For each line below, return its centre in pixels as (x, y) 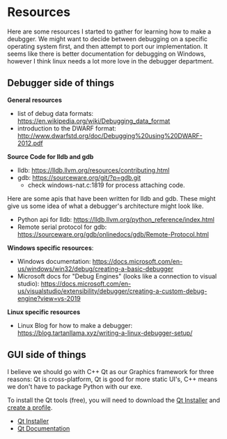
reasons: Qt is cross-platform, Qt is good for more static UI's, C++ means (112, 379)
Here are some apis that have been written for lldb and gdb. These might (111, 198)
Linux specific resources (44, 312)
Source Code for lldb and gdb (50, 156)
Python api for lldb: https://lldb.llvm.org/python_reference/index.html (116, 219)
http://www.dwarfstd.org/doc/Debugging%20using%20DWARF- (110, 135)
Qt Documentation (44, 428)
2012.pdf (30, 143)
